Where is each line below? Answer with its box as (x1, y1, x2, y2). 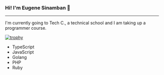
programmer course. (5, 25, 47, 31)
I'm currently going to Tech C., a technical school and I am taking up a (5, 20, 146, 26)
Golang (12, 55, 27, 60)
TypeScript (12, 44, 35, 50)
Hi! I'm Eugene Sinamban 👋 (5, 4, 71, 11)
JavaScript (12, 49, 34, 55)
